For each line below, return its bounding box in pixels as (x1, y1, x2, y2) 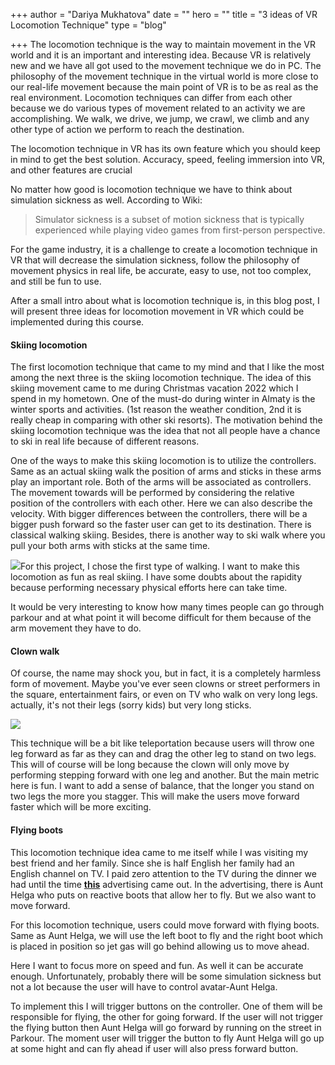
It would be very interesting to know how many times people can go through (10, 601, 325, 613)
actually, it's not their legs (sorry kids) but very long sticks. (10, 699, 252, 711)
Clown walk (10, 645, 60, 657)
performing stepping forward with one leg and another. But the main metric (10, 769, 320, 781)
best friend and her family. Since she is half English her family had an (10, 857, 295, 869)
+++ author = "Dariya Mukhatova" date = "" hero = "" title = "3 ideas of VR (10, 9, 318, 20)
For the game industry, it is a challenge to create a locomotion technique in (10, 244, 318, 255)
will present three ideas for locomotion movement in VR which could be (10, 305, 305, 317)
